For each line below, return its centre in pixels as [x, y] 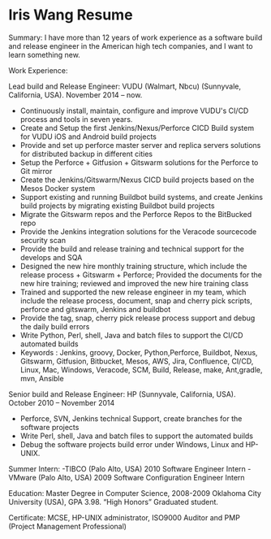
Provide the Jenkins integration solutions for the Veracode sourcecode [138, 231]
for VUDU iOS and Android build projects [88, 137]
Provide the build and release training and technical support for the [132, 249]
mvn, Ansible [42, 378]
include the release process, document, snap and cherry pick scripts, [136, 300]
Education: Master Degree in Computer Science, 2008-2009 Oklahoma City [135, 493]
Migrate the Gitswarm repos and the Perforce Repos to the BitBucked [136, 214]
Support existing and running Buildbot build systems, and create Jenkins [142, 197]
